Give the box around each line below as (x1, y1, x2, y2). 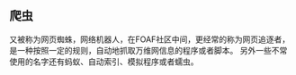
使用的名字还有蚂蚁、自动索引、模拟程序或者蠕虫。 (9, 56, 199, 67)
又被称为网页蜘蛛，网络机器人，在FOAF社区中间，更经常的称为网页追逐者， (9, 34, 291, 45)
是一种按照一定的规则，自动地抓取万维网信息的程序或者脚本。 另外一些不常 (9, 45, 288, 55)
